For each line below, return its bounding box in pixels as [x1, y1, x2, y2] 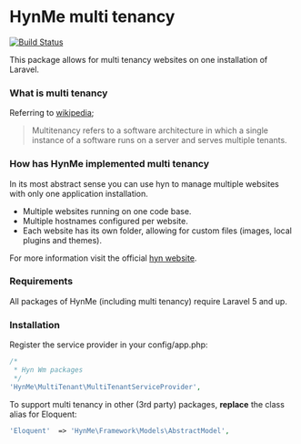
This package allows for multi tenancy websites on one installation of [9, 54, 268, 65]
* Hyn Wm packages [13, 366, 84, 375]
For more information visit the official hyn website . [9, 253, 197, 263]
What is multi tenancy [9, 87, 108, 99]
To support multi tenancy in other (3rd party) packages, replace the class [9, 398, 285, 409]
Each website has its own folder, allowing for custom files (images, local [22, 225, 293, 236]
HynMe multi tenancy [9, 6, 176, 27]
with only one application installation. [9, 188, 148, 199]
